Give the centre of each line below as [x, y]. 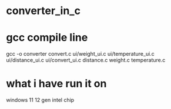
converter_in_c [43, 11]
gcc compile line [47, 38]
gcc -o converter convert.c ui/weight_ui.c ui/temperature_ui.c [80, 54]
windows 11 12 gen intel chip [40, 100]
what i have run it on [56, 84]
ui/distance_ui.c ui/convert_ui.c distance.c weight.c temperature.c [86, 60]
